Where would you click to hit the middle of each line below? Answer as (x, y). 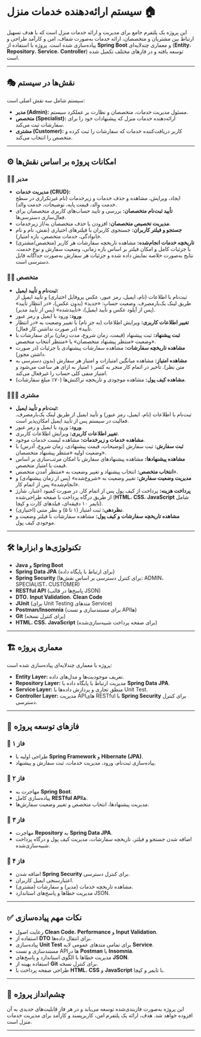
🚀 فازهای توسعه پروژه (43, 727)
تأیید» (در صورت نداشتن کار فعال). (54, 328)
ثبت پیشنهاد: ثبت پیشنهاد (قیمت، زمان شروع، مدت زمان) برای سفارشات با (98, 335)
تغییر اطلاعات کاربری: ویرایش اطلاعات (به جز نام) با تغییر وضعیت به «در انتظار (102, 322)
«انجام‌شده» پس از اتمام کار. (47, 484)
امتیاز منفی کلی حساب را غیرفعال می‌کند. (61, 373)
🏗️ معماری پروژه (35, 648)
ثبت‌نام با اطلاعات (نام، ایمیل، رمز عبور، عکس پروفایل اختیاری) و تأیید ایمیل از (101, 296)
